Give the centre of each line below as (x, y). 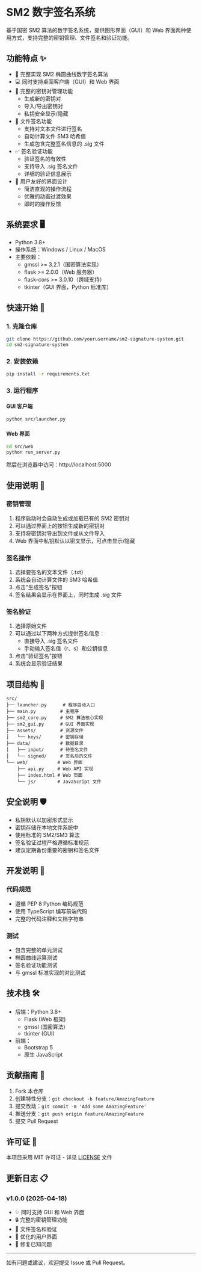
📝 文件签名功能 (33, 121)
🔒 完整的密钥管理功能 (41, 1220)
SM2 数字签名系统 (51, 12)
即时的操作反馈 (42, 204)
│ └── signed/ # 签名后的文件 (49, 756)
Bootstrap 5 (38, 1047)
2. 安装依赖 (22, 361)
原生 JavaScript (43, 1054)
